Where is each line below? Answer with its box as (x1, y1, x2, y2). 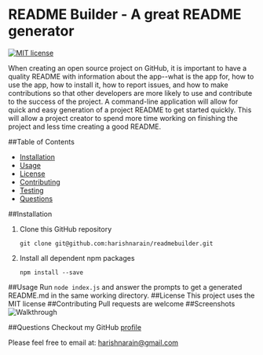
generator (8, 22, 75, 40)
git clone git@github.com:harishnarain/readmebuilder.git (19, 240, 214, 247)
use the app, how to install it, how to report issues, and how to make (8, 80, 229, 90)
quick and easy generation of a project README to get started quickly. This (8, 104, 252, 115)
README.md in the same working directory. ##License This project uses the (8, 291, 255, 300)
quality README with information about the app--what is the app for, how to (8, 71, 254, 81)
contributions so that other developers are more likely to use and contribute (8, 88, 253, 97)
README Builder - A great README (8, 5, 242, 24)
